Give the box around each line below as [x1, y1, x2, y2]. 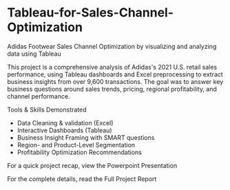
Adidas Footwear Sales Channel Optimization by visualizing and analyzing [7, 42, 217, 50]
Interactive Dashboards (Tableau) [17, 126, 112, 134]
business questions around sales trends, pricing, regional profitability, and [7, 85, 217, 93]
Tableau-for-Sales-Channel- [7, 5, 174, 21]
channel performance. [7, 92, 70, 101]
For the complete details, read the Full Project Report [7, 174, 157, 183]
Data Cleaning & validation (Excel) [17, 118, 114, 127]
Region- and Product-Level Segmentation [17, 140, 136, 149]
